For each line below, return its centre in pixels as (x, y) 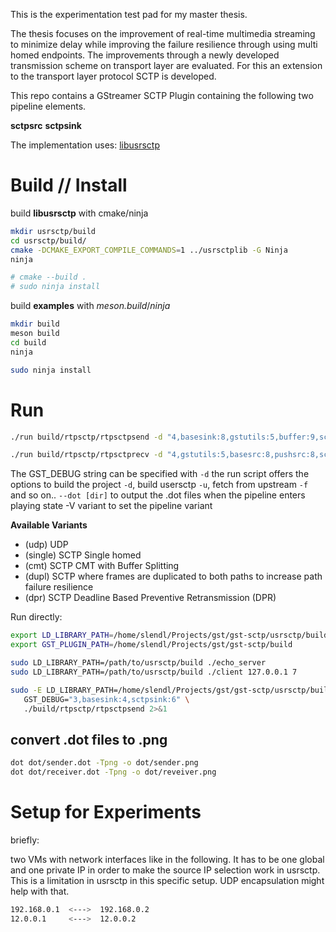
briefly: (25, 840)
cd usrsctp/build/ (48, 240)
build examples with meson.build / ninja (90, 306)
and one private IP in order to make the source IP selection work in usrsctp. (165, 870)
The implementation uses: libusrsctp (85, 145)
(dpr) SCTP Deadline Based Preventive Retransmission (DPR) (150, 598)
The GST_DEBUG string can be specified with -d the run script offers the (160, 474)
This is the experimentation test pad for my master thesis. (129, 14)
